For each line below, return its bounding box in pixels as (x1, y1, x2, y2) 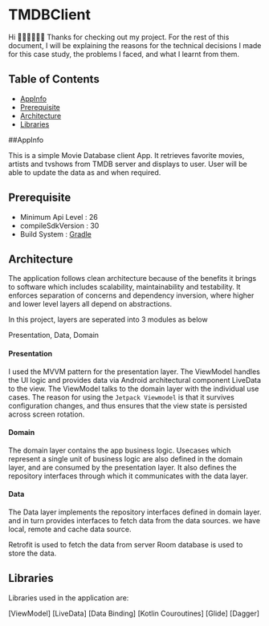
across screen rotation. (8, 409, 85, 419)
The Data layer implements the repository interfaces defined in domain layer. (8, 507, 262, 517)
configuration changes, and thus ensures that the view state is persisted (8, 400, 247, 410)
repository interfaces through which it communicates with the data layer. (8, 471, 249, 481)
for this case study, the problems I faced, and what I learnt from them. (8, 49, 239, 59)
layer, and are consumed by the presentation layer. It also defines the (8, 462, 237, 472)
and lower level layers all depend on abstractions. (8, 299, 173, 309)
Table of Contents (8, 72, 100, 86)
